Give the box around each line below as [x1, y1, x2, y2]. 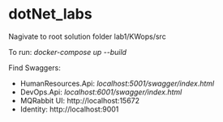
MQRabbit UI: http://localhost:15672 [19, 95, 140, 105]
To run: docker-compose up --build [8, 47, 127, 57]
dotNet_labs [8, 5, 92, 23]
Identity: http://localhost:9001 [19, 104, 119, 114]
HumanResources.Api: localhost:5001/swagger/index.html [19, 78, 215, 88]
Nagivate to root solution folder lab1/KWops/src [8, 32, 166, 41]
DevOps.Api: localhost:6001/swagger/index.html [19, 86, 182, 97]
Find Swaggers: [8, 62, 61, 73]
